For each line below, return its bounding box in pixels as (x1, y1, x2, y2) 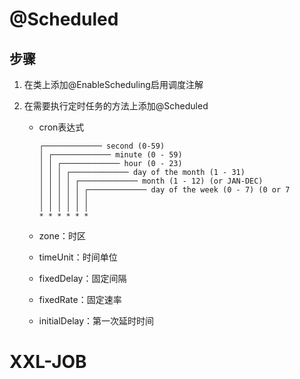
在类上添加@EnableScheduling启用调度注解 (23, 79, 204, 90)
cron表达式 (38, 121, 85, 133)
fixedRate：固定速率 (38, 294, 122, 305)
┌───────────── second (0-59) (38, 141, 166, 151)
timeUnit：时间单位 (38, 251, 118, 263)
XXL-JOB (9, 351, 87, 373)
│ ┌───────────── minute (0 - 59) (38, 150, 183, 160)
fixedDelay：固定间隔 (38, 273, 127, 284)
